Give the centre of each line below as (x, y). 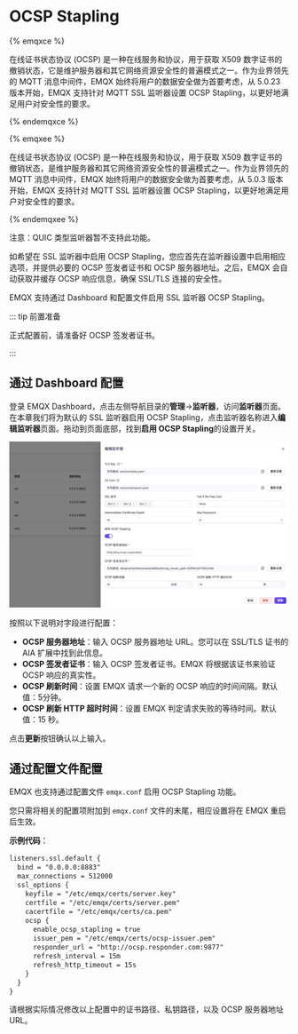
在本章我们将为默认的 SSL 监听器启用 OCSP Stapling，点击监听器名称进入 (144, 417)
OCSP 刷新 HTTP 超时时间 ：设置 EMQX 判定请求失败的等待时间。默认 (149, 708)
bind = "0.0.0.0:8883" (59, 868)
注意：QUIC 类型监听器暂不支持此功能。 (82, 237)
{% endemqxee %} (44, 219)
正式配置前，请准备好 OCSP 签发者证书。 (84, 335)
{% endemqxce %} (44, 121)
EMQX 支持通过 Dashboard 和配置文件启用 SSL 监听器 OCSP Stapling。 (140, 297)
